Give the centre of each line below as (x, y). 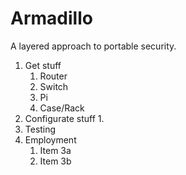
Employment (50, 139)
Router (53, 76)
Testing (40, 129)
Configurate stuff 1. (64, 118)
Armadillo (51, 18)
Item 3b (55, 161)
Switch (54, 86)
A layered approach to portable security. (93, 46)
